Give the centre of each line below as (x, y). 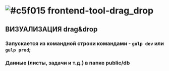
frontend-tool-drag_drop (101, 11)
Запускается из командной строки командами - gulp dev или (84, 43)
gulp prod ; (18, 49)
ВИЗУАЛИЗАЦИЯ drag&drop (51, 29)
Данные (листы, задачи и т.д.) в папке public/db (68, 63)
